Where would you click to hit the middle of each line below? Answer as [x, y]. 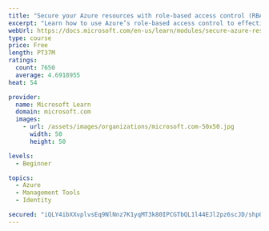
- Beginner [34, 163]
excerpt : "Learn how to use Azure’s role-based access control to [121, 23]
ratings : [23, 61]
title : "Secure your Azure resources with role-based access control [127, 16]
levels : [21, 156]
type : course [30, 38]
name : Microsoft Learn [53, 105]
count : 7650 [36, 68]
